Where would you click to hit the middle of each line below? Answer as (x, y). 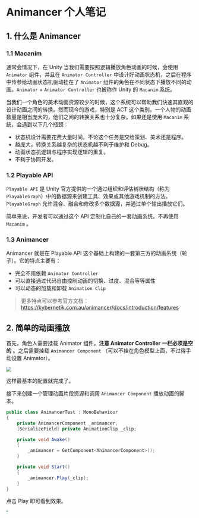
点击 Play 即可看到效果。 (36, 501)
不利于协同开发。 (36, 159)
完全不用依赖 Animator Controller (56, 273)
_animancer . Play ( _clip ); (58, 478)
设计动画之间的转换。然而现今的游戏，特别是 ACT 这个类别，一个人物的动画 (99, 109)
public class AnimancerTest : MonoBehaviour (62, 412)
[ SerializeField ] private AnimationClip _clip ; (77, 429)
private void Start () (43, 467)
